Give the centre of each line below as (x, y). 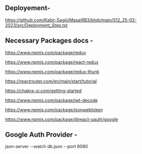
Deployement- (28, 8)
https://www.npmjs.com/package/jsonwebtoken (54, 110)
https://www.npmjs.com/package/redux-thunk (52, 71)
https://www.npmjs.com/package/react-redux (52, 62)
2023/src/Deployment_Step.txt (36, 25)
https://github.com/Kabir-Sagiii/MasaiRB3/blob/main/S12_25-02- (71, 20)
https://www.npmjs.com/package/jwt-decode (51, 100)
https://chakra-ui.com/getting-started (43, 91)
